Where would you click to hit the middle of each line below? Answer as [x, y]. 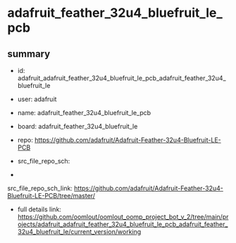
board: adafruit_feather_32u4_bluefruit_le [77, 126]
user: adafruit [37, 99]
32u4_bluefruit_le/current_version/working [79, 232]
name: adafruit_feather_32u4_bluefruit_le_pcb [84, 113]
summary [29, 54]
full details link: [39, 209]
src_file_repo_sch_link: [40, 188]
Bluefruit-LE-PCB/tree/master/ [51, 196]
